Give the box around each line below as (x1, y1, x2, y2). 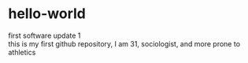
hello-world (8, 5, 87, 23)
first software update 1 (8, 31, 81, 40)
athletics (8, 47, 36, 57)
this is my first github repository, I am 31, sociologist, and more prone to (8, 39, 241, 48)
